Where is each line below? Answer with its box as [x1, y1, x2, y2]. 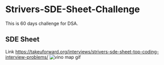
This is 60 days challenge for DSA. [5, 20, 78, 26]
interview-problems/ [5, 54, 49, 60]
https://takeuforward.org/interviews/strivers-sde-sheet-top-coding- [15, 48, 159, 54]
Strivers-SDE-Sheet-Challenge [5, 4, 140, 15]
